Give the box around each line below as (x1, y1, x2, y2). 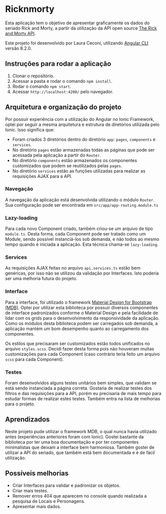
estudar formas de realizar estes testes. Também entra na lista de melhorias (5, 396, 161, 402)
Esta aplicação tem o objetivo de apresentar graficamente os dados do (5, 20, 150, 26)
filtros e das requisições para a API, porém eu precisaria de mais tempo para (5, 391, 162, 397)
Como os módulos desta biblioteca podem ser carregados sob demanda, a (5, 320, 158, 326)
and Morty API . (5, 30, 36, 36)
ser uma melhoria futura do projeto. (5, 276, 78, 282)
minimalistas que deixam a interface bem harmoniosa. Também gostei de (5, 444, 155, 450)
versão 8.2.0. (5, 45, 32, 51)
